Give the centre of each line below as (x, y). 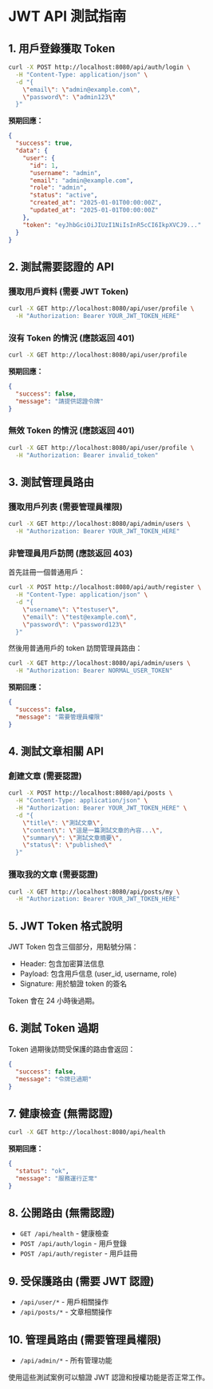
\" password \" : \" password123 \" (75, 624)
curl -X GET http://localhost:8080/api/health (87, 1132)
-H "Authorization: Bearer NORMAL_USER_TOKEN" (94, 671)
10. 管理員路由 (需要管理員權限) (85, 1339)
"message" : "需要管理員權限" (59, 717)
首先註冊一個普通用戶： (47, 572)
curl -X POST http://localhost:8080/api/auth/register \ (105, 587)
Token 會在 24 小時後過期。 (54, 1001)
